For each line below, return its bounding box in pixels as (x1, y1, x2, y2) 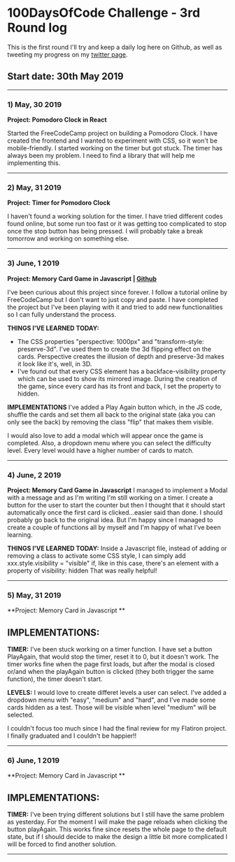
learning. (7, 530, 33, 539)
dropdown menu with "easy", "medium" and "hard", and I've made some (7, 696, 216, 704)
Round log (7, 20, 68, 36)
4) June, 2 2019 (7, 470, 62, 480)
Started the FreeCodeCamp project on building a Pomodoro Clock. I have (7, 129, 218, 138)
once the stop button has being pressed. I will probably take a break (7, 227, 204, 236)
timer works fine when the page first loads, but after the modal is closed (7, 660, 215, 668)
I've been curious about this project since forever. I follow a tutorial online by (7, 288, 228, 296)
